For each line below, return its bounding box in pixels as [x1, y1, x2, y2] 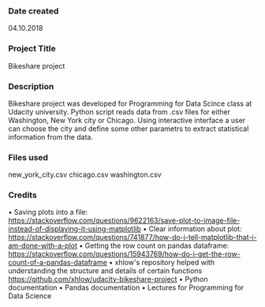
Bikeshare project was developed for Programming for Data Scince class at [8, 99, 252, 108]
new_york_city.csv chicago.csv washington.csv [8, 170, 162, 179]
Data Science [8, 291, 52, 301]
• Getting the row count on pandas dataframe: [78, 241, 230, 250]
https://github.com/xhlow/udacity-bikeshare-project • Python [8, 275, 208, 284]
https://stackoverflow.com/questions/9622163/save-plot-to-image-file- [8, 215, 241, 226]
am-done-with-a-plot [8, 241, 77, 250]
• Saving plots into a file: [8, 208, 88, 217]
